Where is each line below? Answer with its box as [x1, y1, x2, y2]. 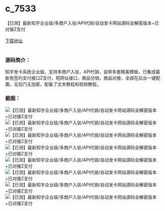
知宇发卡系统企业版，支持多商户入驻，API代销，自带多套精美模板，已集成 [5, 69, 156, 75]
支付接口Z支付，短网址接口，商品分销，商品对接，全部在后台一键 [22, 75, 156, 81]
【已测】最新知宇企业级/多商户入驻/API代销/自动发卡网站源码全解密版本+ [5, 20, 155, 26]
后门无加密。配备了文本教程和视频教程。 [18, 81, 101, 87]
